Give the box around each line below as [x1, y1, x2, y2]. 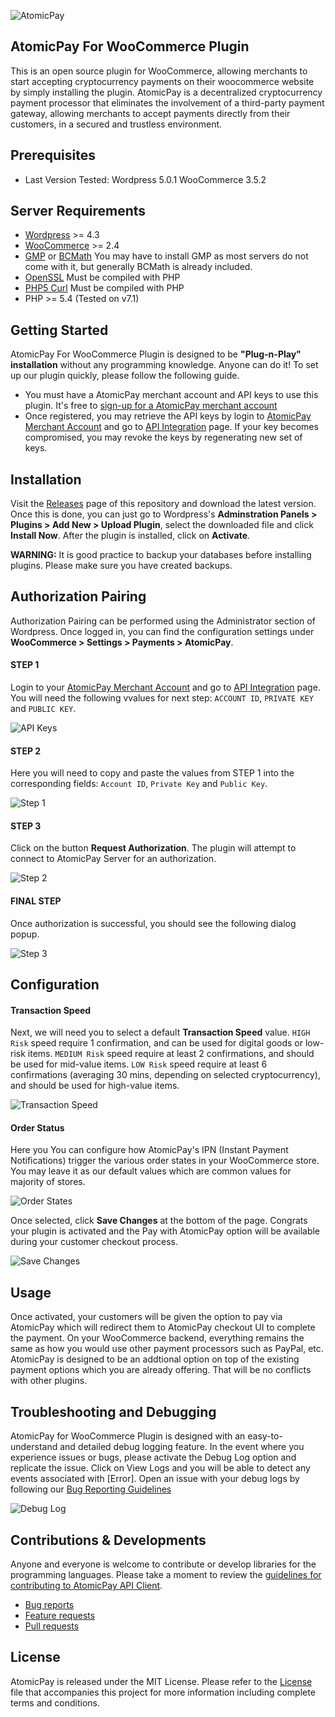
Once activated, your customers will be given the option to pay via [10, 1311, 283, 1323]
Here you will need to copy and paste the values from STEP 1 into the [10, 767, 295, 779]
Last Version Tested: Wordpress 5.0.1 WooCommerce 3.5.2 [24, 173, 267, 185]
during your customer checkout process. [10, 1236, 179, 1248]
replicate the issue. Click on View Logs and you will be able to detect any [10, 1462, 311, 1474]
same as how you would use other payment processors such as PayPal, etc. [10, 1343, 324, 1355]
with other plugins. [10, 1375, 88, 1387]
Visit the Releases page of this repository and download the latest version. [10, 498, 317, 510]
